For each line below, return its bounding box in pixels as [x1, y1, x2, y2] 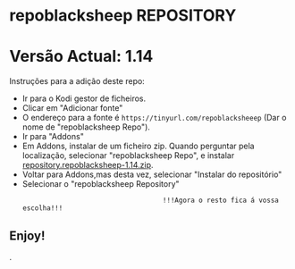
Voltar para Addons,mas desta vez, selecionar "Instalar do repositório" [21, 169, 282, 180]
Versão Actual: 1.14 [9, 46, 154, 67]
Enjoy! [9, 228, 46, 243]
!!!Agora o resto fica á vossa [162, 196, 279, 206]
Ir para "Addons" [21, 131, 85, 142]
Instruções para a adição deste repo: [9, 76, 145, 87]
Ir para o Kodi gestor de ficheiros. [21, 93, 146, 104]
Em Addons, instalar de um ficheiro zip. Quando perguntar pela [21, 140, 255, 152]
